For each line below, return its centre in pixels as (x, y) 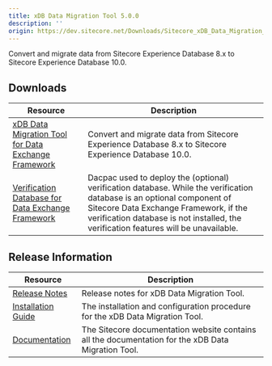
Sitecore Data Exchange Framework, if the (168, 208)
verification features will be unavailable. (163, 229)
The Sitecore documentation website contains (169, 330)
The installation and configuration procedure (166, 306)
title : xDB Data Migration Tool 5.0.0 (74, 16)
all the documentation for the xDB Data (155, 340)
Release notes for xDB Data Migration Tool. (163, 293)
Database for (37, 198)
